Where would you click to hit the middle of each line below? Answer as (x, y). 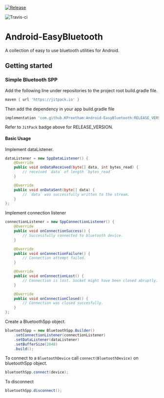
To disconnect (20, 382)
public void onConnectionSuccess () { (52, 231)
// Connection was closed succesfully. (63, 303)
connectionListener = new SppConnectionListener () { (60, 222)
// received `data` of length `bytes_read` (67, 172)
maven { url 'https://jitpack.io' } (42, 99)
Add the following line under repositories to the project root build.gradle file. (81, 90)
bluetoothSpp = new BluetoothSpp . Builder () (50, 331)
